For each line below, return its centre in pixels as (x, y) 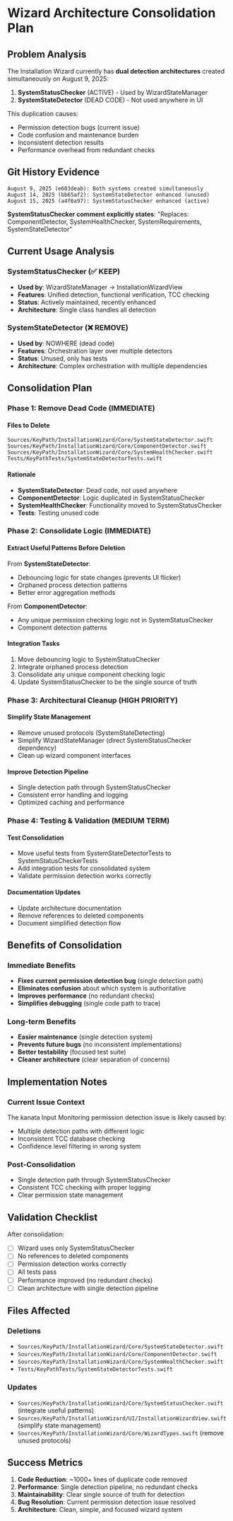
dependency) (37, 748)
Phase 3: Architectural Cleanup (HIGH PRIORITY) (93, 700)
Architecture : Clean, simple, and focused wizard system (100, 1510)
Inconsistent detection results (61, 142)
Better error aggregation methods (66, 592)
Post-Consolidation (41, 1165)
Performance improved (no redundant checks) (85, 1280)
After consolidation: (36, 1234)
